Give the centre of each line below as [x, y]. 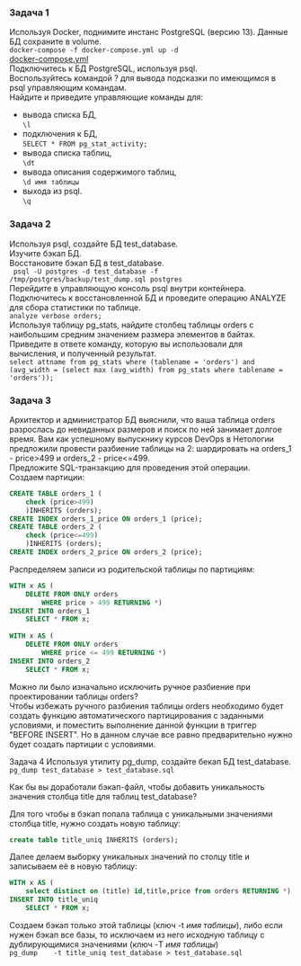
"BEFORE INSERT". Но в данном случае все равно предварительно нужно [151, 734]
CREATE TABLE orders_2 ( [56, 527]
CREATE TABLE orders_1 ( [56, 493]
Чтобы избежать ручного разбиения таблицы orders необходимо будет [146, 706]
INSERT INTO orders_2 [50, 661]
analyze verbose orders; [56, 316]
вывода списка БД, [59, 115]
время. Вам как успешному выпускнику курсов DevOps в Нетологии [142, 439]
